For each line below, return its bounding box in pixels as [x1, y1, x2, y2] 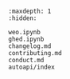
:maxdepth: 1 [8, 7, 52, 15]
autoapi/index [8, 63, 56, 71]
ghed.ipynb [8, 35, 45, 43]
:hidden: [8, 14, 37, 22]
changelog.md [8, 42, 52, 50]
